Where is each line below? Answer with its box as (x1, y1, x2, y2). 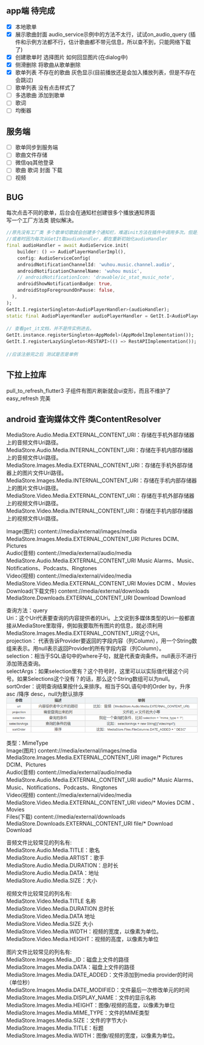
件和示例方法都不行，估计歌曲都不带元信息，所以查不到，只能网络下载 (15, 38, 191, 46)
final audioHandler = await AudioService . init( (6, 243, 129, 249)
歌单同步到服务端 (15, 143, 58, 151)
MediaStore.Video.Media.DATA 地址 (6, 912, 96, 920)
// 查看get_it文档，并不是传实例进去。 (6, 326, 94, 332)
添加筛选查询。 (6, 660, 44, 667)
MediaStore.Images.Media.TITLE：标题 (6, 1024, 104, 1032)
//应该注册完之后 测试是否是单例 (6, 351, 78, 357)
